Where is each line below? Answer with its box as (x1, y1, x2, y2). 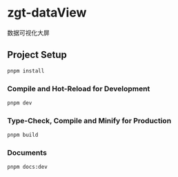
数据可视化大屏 (7, 28, 50, 37)
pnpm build (7, 131, 39, 139)
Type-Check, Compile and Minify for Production (7, 115, 172, 125)
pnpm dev (7, 99, 32, 106)
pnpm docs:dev (7, 164, 48, 171)
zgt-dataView (7, 5, 87, 21)
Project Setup (7, 49, 68, 61)
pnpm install (7, 67, 45, 74)
